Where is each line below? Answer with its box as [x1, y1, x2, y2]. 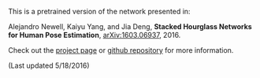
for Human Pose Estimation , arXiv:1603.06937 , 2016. [8, 31, 181, 39]
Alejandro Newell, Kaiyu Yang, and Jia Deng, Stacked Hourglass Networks [8, 22, 252, 31]
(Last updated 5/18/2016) [8, 61, 90, 70]
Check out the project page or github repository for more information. [8, 46, 234, 54]
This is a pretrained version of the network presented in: [8, 7, 191, 16]
